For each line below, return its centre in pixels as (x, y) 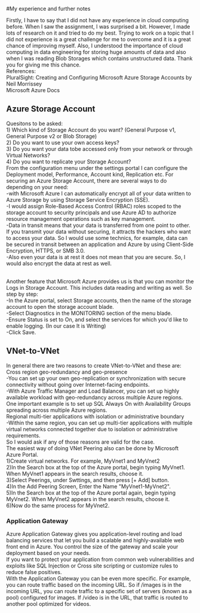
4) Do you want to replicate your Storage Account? (69, 162)
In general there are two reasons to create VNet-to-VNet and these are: (94, 365)
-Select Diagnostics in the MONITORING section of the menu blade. (89, 313)
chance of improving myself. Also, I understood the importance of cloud (95, 45)
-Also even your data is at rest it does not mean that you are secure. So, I (96, 257)
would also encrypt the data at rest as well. (59, 263)
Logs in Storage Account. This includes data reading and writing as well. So (99, 287)
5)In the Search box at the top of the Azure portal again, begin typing (91, 493)
